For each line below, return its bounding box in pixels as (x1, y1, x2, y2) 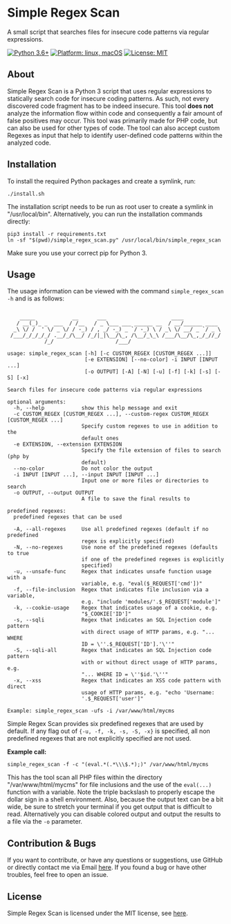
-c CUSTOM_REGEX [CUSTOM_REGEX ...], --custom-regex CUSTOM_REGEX (13, 410, 209, 418)
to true (7, 550, 30, 557)
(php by (7, 453, 30, 460)
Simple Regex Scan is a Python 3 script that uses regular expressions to (7, 87, 212, 95)
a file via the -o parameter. (7, 817, 83, 826)
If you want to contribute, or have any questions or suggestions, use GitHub (7, 856, 223, 864)
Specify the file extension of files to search (81, 447, 221, 454)
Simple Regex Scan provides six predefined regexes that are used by (7, 720, 204, 728)
